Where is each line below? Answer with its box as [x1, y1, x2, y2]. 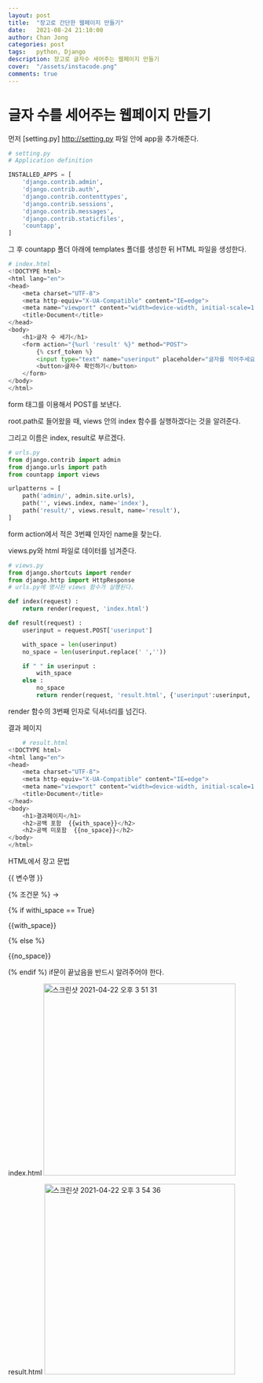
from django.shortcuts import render [8, 569, 132, 577]
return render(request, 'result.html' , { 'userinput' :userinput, [36, 691, 251, 699]
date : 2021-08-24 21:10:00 [8, 26, 104, 34]
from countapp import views [8, 471, 100, 479]
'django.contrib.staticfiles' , [22, 215, 125, 222]
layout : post [8, 11, 51, 20]
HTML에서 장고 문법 [8, 857, 71, 866]
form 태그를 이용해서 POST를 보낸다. [8, 399, 122, 409]
